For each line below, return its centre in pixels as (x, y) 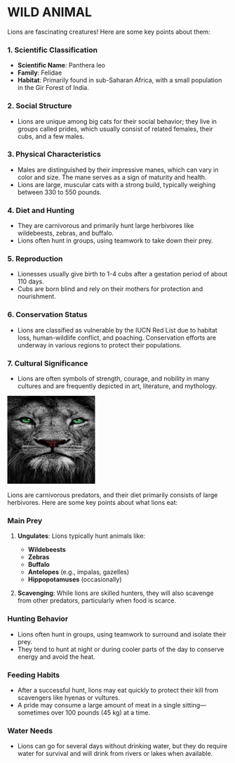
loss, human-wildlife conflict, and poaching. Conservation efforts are (116, 338)
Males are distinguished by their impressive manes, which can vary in (118, 169)
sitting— (194, 705)
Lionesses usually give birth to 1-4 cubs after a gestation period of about (122, 274)
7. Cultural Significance (48, 363)
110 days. (31, 281)
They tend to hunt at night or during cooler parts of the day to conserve (121, 649)
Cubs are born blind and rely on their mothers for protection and (110, 289)
